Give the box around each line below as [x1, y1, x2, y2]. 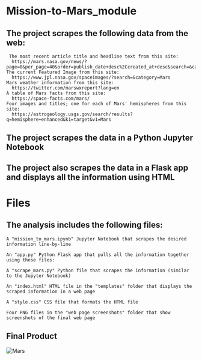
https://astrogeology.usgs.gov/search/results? [11, 111, 133, 117]
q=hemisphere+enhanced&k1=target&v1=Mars [6, 117, 112, 123]
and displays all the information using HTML [6, 172, 176, 182]
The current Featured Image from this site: [6, 69, 120, 75]
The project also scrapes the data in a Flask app [6, 162, 188, 172]
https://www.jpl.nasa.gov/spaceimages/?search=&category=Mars [11, 75, 171, 81]
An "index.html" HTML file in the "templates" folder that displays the [6, 283, 192, 289]
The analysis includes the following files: [6, 220, 164, 230]
